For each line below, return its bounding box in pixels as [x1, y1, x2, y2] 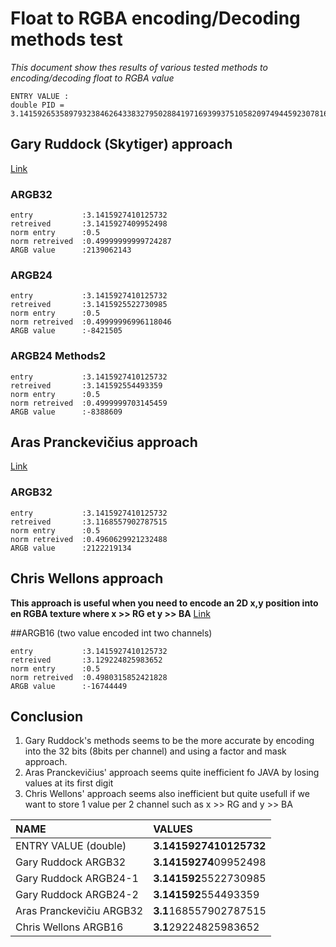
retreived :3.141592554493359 [10, 380, 163, 391]
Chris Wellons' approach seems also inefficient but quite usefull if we [24, 788, 310, 800]
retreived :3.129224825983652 [10, 655, 163, 665]
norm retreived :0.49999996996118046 [10, 317, 172, 327]
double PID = [10, 100, 65, 110]
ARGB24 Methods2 [10, 349, 107, 363]
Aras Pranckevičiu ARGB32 [15, 904, 144, 918]
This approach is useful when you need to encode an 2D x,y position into [10, 597, 319, 609]
